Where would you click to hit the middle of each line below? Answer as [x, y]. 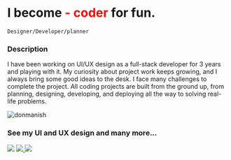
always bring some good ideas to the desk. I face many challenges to [107, 79]
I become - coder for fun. [82, 13]
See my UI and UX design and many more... [82, 133]
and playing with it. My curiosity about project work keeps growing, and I [112, 72]
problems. [32, 101]
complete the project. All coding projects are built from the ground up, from [116, 87]
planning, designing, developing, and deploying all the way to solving [107, 94]
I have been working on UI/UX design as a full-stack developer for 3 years [114, 64]
